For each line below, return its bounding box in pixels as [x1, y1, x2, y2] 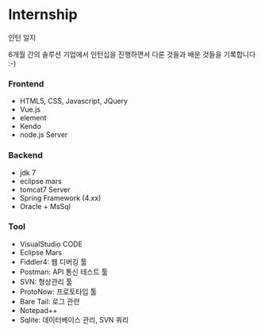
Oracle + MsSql [19, 201, 71, 211]
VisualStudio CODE [19, 239, 83, 249]
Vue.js [19, 105, 41, 114]
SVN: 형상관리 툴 [19, 277, 73, 286]
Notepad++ [19, 305, 58, 315]
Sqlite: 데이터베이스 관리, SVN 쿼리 [19, 315, 129, 324]
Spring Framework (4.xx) [19, 193, 101, 203]
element [19, 113, 47, 123]
